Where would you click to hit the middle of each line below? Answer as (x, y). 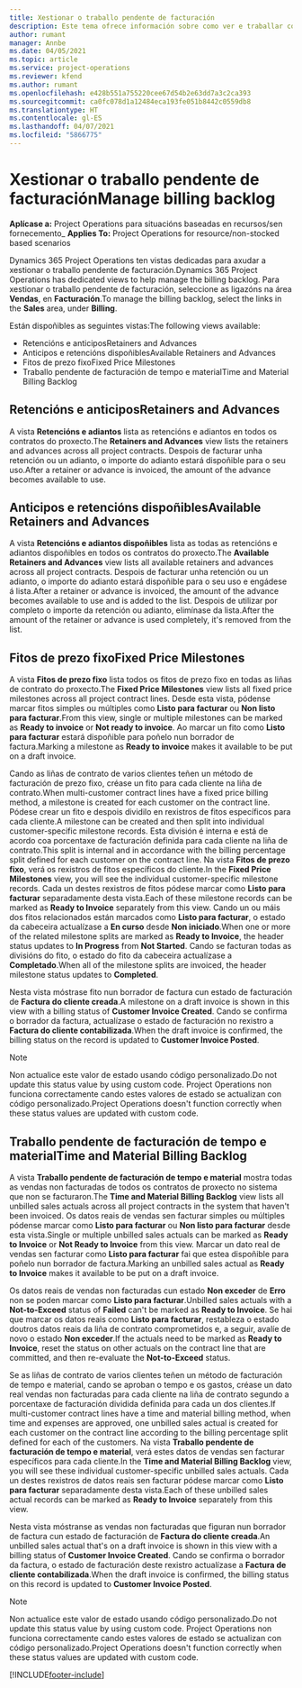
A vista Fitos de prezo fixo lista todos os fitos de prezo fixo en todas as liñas (151, 680)
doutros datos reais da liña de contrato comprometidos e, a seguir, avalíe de (150, 1329)
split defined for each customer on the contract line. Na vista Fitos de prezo (150, 860)
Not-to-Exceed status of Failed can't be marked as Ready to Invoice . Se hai (151, 1310)
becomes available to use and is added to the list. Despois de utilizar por (144, 601)
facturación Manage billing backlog (142, 199)
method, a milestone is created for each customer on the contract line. (140, 802)
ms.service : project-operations (70, 68)
